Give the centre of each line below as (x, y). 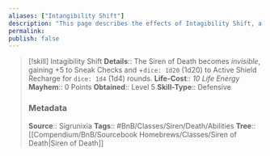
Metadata (47, 108)
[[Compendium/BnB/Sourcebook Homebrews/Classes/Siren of (132, 134)
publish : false (34, 38)
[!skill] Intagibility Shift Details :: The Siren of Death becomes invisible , (144, 61)
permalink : (27, 31)
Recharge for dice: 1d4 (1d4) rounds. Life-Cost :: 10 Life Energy (134, 78)
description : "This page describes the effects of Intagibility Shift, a (135, 23)
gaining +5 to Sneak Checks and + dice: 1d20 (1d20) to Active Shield (142, 70)
